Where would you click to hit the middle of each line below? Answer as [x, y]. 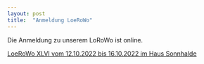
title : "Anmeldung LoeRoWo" [50, 20]
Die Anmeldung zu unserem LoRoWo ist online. [75, 40]
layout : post [26, 14]
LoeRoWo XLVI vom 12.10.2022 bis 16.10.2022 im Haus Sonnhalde [102, 54]
